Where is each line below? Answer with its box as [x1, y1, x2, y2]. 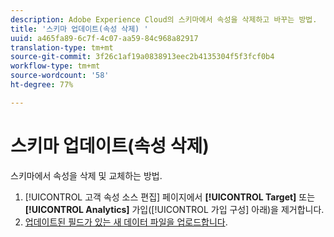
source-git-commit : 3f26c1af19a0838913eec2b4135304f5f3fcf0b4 [10, 52, 275, 62]
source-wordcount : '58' [10, 71, 110, 81]
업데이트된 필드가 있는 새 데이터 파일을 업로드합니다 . [24, 216, 228, 228]
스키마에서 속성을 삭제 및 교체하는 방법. [10, 169, 163, 181]
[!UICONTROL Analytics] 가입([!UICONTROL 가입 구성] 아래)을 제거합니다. [24, 203, 325, 215]
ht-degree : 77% [10, 80, 74, 90]
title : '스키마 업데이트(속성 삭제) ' [10, 24, 149, 34]
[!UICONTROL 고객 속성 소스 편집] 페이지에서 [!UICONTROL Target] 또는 [24, 191, 316, 203]
